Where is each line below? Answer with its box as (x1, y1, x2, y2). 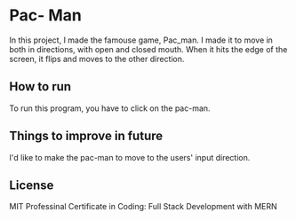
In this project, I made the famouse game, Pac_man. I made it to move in (9, 35, 274, 45)
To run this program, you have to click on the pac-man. (9, 103, 211, 114)
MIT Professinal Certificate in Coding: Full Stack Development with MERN (9, 201, 277, 212)
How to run (9, 79, 72, 94)
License (9, 177, 54, 192)
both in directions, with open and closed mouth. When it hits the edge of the (9, 43, 288, 54)
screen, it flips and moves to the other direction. (9, 53, 185, 64)
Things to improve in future (9, 129, 164, 144)
